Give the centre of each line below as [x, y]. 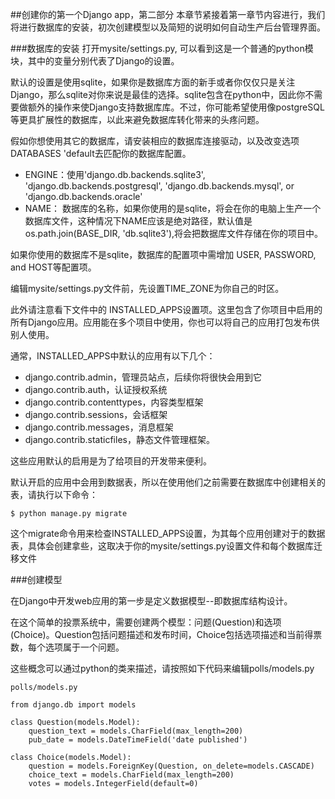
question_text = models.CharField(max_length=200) [136, 731]
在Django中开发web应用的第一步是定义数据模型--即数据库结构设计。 [151, 601]
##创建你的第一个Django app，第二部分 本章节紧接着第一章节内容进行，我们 [168, 14]
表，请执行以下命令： [54, 494]
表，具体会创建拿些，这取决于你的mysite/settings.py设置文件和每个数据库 [162, 546]
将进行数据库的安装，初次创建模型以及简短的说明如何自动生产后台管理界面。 [168, 27]
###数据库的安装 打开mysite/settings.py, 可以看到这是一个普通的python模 [162, 48]
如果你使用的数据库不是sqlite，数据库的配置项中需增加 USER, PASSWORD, [163, 254]
